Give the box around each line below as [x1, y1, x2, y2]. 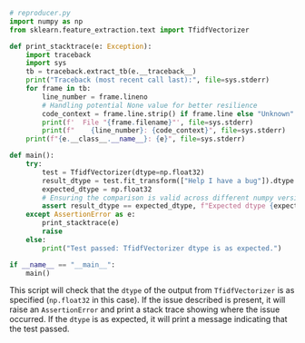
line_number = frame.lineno [42, 92, 148, 102]
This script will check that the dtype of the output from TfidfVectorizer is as [9, 285, 295, 296]
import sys [25, 59, 67, 68]
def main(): [9, 151, 54, 161]
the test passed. [9, 323, 70, 335]
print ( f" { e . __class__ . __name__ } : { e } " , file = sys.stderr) [25, 134, 246, 144]
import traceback [25, 50, 92, 59]
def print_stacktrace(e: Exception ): [9, 42, 152, 51]
